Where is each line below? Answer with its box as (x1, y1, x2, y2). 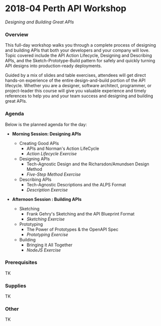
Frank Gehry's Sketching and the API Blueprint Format (26, 211, 135, 217)
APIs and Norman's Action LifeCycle (26, 145, 99, 151)
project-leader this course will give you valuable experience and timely (5, 88, 146, 94)
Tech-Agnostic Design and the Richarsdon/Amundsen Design (26, 161, 149, 167)
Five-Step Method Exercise (26, 171, 81, 177)
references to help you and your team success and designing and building (5, 93, 154, 99)
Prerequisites (5, 259, 37, 266)
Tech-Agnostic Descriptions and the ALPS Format (26, 181, 126, 187)
